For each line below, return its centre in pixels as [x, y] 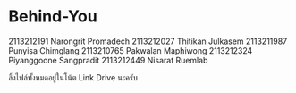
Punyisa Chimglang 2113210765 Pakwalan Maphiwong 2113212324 [131, 50]
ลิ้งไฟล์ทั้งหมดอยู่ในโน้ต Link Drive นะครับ [73, 77]
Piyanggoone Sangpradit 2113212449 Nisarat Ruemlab [108, 60]
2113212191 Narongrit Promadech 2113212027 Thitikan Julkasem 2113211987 [148, 41]
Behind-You [53, 17]
